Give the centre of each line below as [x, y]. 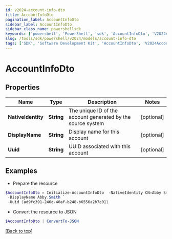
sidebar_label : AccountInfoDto [39, 24]
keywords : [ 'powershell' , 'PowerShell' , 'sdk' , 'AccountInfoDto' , [78, 34]
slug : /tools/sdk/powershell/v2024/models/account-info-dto [71, 39]
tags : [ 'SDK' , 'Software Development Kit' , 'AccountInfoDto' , [73, 44]
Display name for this [94, 132]
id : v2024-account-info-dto [35, 10]
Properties [23, 88]
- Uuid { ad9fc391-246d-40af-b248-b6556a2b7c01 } [58, 202]
